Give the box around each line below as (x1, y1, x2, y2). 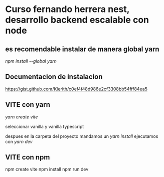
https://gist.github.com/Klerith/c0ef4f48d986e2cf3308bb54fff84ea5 (5, 86, 148, 92)
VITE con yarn (5, 100, 51, 109)
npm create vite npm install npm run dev (5, 166, 89, 172)
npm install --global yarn (5, 58, 57, 64)
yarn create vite (5, 114, 38, 120)
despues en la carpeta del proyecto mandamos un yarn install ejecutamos (5, 133, 158, 139)
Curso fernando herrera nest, (5, 4, 129, 15)
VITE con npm (5, 153, 50, 161)
